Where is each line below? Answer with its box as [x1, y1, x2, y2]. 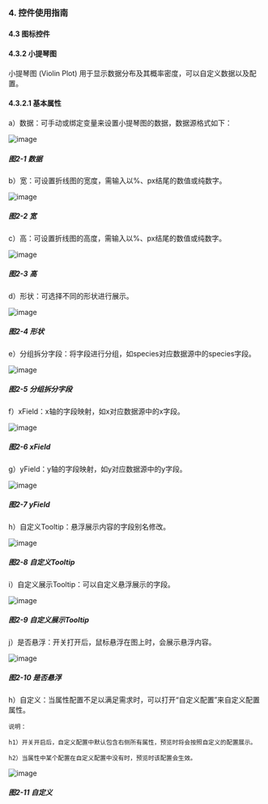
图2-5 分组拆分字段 [8, 385, 73, 394]
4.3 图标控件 [8, 28, 50, 38]
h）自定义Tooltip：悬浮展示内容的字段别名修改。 [8, 521, 171, 531]
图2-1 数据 [8, 154, 43, 164]
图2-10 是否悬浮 [8, 673, 62, 683]
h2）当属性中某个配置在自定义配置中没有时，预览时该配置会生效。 [8, 754, 197, 762]
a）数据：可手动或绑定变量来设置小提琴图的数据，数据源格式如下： [8, 117, 232, 127]
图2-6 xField [8, 442, 51, 452]
